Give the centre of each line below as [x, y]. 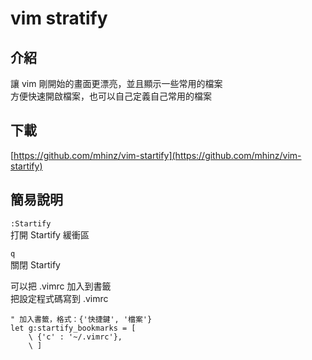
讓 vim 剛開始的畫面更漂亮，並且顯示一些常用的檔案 [116, 83]
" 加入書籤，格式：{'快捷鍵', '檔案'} [81, 319]
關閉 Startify [35, 264]
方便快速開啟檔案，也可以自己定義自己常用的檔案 [111, 96]
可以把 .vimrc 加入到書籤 [61, 286]
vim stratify [59, 18]
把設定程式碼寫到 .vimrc [59, 298]
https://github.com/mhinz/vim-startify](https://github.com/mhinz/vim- [157, 155]
